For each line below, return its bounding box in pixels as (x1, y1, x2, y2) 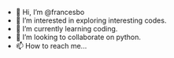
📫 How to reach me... (15, 42, 87, 50)
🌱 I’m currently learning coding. (15, 24, 118, 33)
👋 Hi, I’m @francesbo (15, 8, 85, 16)
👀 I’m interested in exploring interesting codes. (15, 16, 167, 25)
